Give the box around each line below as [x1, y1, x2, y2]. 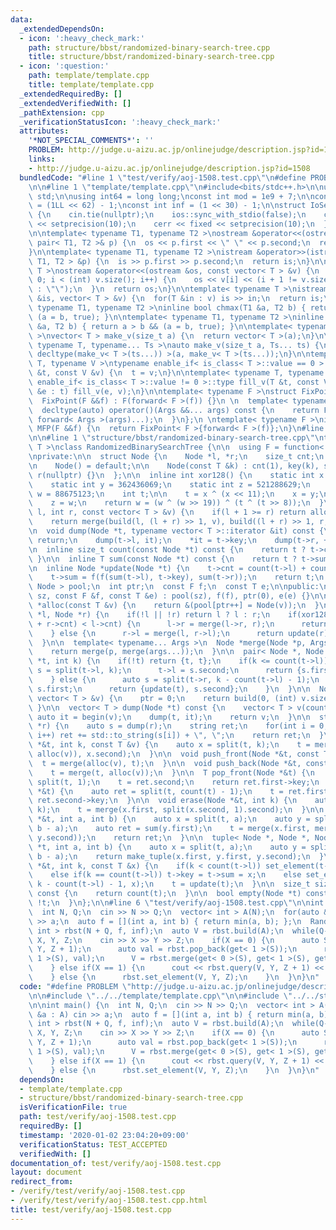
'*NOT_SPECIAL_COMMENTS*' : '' [28, 136, 155, 146]
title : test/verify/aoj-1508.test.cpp [10, 1204, 172, 1215]
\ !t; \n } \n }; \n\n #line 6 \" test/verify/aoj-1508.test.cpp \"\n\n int [28, 898, 325, 908]
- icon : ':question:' [19, 61, 110, 71]
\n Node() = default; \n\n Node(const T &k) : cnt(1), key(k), [28, 461, 320, 471]
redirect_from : [10, 1177, 74, 1187]
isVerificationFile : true [19, 1102, 128, 1113]
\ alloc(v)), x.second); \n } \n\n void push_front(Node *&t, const [28, 749, 320, 759]
